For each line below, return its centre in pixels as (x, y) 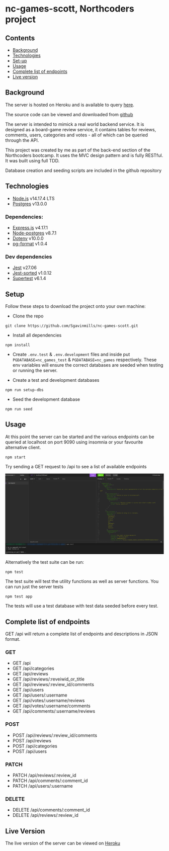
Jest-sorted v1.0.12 (32, 273)
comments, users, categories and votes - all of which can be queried (77, 135)
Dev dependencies (29, 257)
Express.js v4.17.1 (30, 227)
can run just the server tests (34, 587)
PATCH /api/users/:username (43, 786)
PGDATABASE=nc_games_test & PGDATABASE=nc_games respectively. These (84, 360)
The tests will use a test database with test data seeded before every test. (82, 606)
